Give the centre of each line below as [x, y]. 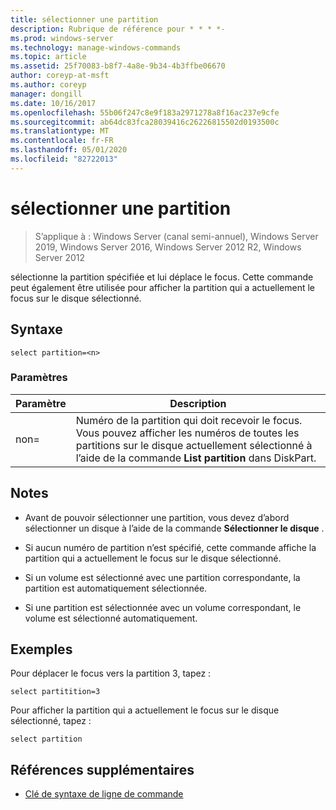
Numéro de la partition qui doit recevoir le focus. [189, 420]
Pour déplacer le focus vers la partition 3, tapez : [111, 673]
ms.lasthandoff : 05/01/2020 [69, 150]
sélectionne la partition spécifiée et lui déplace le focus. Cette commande [162, 277]
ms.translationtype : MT [60, 131]
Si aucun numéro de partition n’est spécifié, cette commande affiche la [170, 547]
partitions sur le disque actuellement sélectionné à [194, 445]
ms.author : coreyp [48, 85]
